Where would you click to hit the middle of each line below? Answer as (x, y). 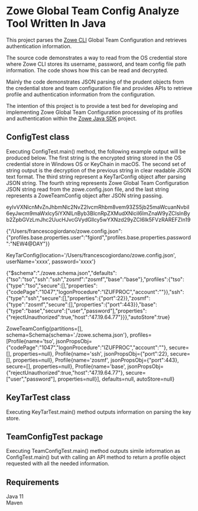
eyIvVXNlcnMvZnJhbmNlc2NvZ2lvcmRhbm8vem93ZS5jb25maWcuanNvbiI (98, 207)
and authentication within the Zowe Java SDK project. (72, 118)
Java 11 (15, 497)
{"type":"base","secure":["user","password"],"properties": (77, 311)
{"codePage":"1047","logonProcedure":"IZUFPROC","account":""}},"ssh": (95, 292)
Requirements (33, 482)
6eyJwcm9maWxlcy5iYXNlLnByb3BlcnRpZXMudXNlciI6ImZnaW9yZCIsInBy (98, 213)
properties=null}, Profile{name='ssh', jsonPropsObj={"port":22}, (91, 353)
